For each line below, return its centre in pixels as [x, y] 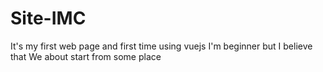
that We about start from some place [86, 56]
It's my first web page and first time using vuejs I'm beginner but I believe [161, 46]
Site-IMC [48, 18]
